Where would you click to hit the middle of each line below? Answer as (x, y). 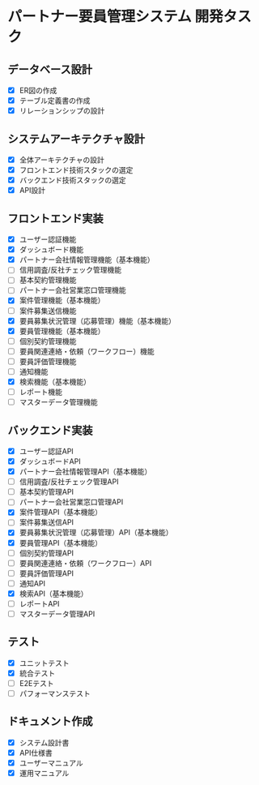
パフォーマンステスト (55, 693)
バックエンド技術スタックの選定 (72, 180)
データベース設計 (50, 69)
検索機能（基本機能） (55, 381)
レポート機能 (40, 392)
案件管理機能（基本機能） (62, 300)
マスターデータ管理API (57, 614)
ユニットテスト (44, 663)
